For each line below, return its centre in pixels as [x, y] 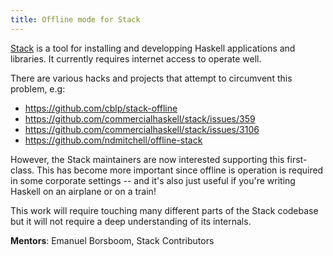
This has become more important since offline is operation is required [180, 170]
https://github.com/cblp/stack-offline [101, 108]
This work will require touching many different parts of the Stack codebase [164, 210]
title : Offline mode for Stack [75, 19]
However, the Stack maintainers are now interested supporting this [147, 159]
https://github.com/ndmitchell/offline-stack [113, 140]
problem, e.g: [38, 88]
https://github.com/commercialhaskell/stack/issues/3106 [142, 129]
